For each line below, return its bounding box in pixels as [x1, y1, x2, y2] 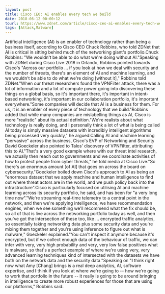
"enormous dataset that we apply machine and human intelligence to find [5, 174, 154, 180]
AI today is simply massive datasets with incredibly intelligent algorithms [5, 127, 151, 133]
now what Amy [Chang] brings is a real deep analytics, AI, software [5, 263, 141, 269]
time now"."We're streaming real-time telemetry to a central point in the [5, 195, 149, 201]
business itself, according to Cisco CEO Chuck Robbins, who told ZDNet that [5, 44, 160, 50]
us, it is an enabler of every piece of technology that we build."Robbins [5, 106, 148, 113]
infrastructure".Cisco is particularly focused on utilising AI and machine [5, 185, 149, 191]
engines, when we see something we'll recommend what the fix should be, [5, 205, 156, 211]
